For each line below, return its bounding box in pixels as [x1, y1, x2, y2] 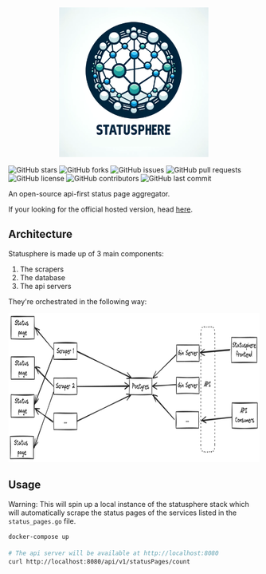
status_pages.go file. [8, 516, 76, 525]
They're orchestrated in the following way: [8, 296, 147, 306]
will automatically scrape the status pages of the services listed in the [8, 508, 237, 517]
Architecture [8, 228, 73, 241]
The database [19, 272, 66, 282]
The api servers [19, 281, 72, 291]
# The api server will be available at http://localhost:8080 [8, 549, 219, 557]
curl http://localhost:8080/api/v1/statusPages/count [8, 558, 191, 566]
